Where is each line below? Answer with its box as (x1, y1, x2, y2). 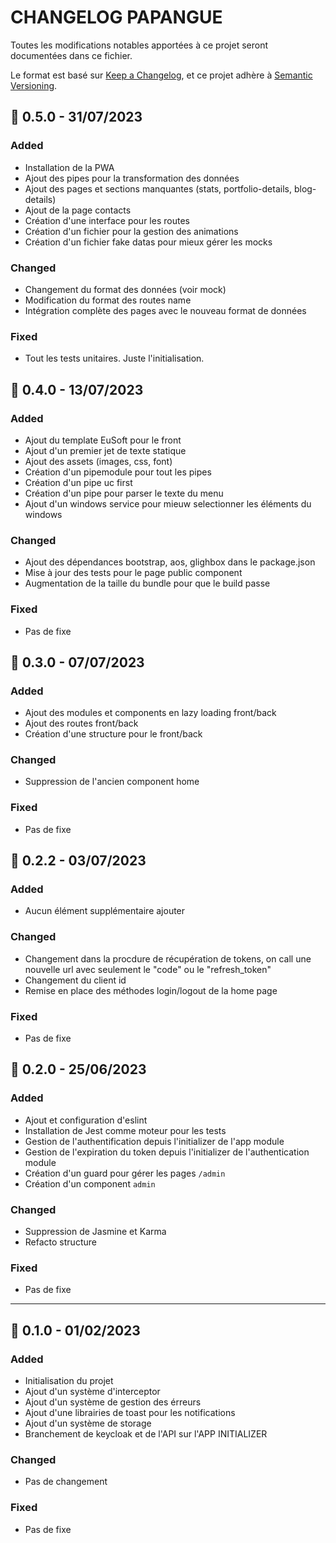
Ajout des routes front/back (24, 717, 139, 730)
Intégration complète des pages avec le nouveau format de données (24, 304, 307, 316)
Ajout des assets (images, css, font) (24, 455, 173, 467)
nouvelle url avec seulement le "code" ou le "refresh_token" (24, 963, 272, 975)
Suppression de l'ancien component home (24, 776, 200, 788)
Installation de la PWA (24, 161, 115, 173)
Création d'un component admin (24, 1177, 156, 1190)
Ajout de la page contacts (24, 204, 132, 216)
